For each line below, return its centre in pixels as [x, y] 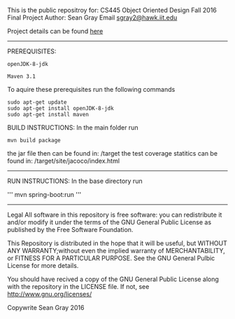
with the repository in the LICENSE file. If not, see [78, 286]
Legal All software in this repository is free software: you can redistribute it [115, 215]
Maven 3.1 [22, 76]
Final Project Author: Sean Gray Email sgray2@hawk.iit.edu [92, 18]
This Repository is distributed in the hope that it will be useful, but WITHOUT [117, 243]
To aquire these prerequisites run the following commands [91, 89]
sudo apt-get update [37, 102]
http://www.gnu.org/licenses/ [50, 294]
